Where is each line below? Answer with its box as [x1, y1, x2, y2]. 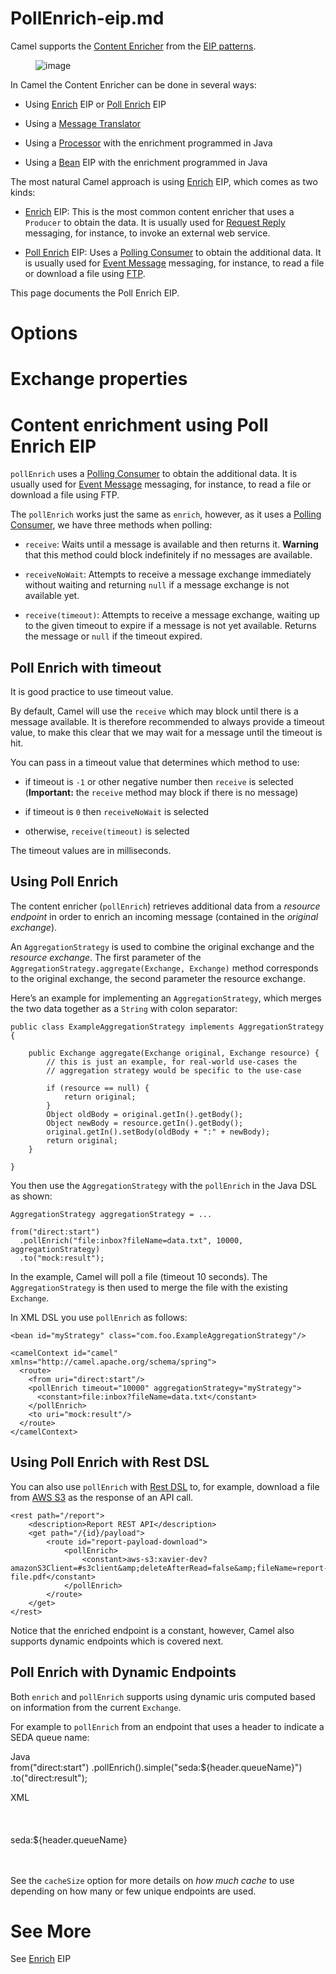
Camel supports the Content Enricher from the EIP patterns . [10, 40, 257, 52]
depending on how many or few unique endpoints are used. [10, 1885, 257, 1897]
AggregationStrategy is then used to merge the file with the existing [10, 1281, 288, 1293]
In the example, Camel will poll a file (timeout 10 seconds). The [10, 1270, 268, 1282]
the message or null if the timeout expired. [24, 630, 203, 642]
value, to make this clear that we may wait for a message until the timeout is [10, 727, 323, 739]
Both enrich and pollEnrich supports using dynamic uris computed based [10, 1690, 316, 1702]
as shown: [10, 1190, 53, 1202]
